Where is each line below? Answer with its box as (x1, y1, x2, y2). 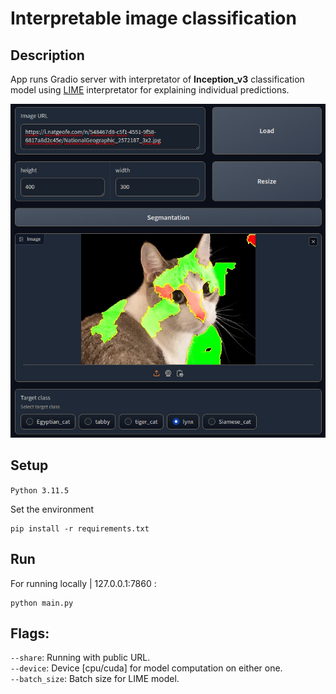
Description (10, 47, 85, 64)
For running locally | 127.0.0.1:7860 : (10, 577, 157, 589)
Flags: (10, 625, 50, 642)
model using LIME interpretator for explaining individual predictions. (10, 84, 290, 96)
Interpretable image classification (10, 7, 297, 30)
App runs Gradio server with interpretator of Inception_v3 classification (10, 73, 305, 85)
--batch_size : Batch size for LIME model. (10, 673, 180, 685)
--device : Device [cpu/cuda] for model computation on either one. (10, 662, 283, 674)
